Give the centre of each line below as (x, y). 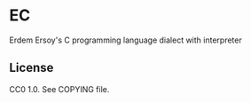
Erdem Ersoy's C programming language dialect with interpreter (125, 40)
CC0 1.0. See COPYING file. (59, 89)
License (31, 68)
